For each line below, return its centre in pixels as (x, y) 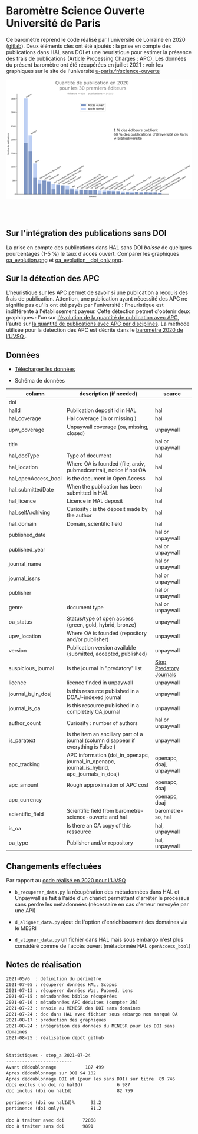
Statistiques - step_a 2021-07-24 (49, 1056)
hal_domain (22, 523)
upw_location (25, 636)
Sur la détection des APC (53, 278)
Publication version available (101, 647)
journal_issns (24, 578)
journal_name (25, 563)
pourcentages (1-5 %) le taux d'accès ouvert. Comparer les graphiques (93, 253)
